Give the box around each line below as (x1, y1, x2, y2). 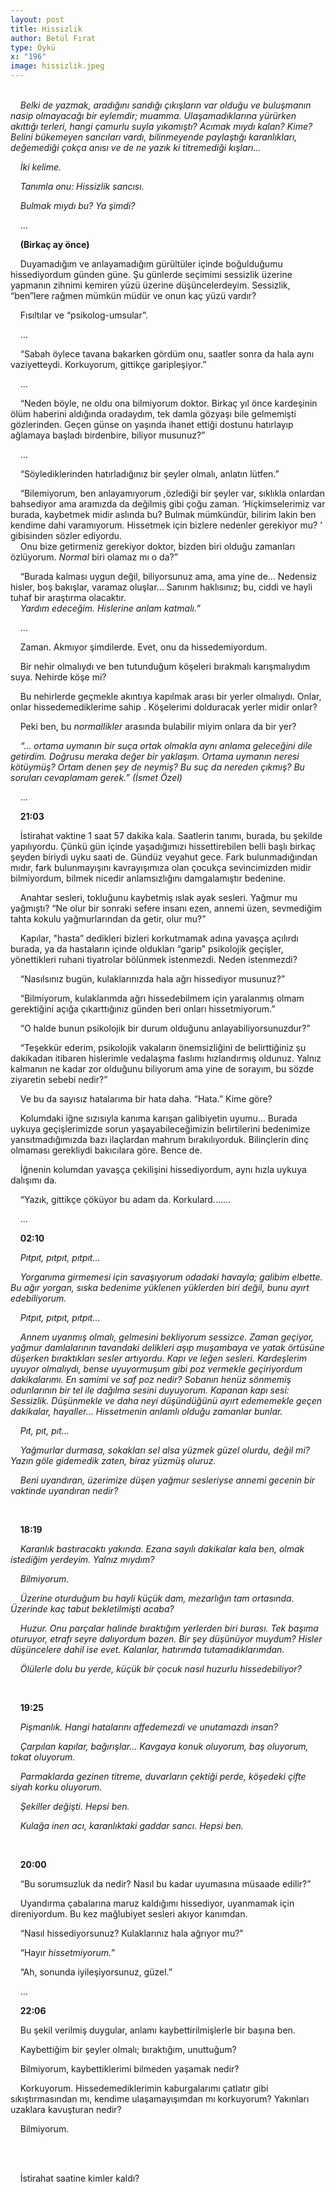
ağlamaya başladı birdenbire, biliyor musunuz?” (10, 429, 206, 441)
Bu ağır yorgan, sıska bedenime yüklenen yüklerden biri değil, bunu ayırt (10, 1282, 310, 1293)
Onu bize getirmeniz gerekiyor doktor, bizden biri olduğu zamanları (19, 541, 296, 552)
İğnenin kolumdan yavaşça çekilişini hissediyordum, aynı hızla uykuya (19, 1164, 307, 1175)
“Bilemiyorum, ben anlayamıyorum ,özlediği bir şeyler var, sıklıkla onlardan (19, 487, 325, 499)
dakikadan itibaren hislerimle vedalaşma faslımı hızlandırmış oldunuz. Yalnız (10, 1052, 322, 1064)
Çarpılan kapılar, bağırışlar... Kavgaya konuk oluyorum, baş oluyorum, (19, 1741, 309, 1752)
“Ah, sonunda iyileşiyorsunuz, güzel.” (19, 1966, 173, 1978)
